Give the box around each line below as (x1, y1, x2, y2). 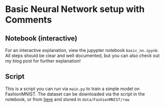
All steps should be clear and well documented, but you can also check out (5, 52, 160, 58)
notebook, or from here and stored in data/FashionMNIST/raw (5, 96, 129, 102)
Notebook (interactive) (5, 34, 77, 42)
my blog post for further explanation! (5, 58, 81, 63)
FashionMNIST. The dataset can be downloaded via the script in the (5, 91, 145, 97)
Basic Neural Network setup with (5, 3, 145, 15)
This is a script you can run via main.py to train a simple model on (5, 85, 140, 91)
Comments (5, 14, 52, 25)
